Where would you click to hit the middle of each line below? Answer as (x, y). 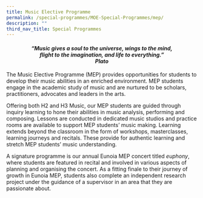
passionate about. (29, 188)
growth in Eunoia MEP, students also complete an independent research (96, 176)
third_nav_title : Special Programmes (54, 29)
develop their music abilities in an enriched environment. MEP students (95, 81)
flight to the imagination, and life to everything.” (102, 55)
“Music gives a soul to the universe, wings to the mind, (102, 48)
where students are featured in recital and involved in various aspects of (96, 163)
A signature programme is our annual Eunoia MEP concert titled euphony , (98, 156)
